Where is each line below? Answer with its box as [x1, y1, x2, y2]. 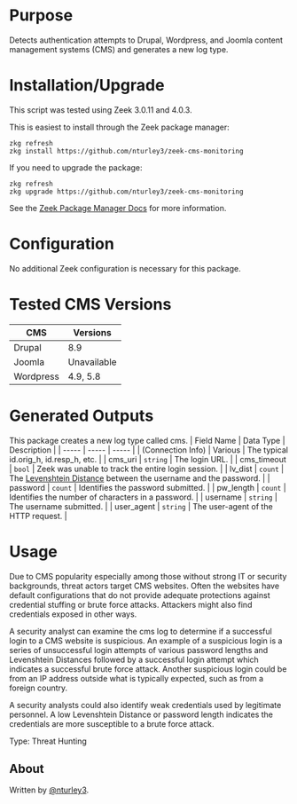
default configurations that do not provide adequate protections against [9, 589, 270, 600]
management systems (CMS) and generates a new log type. [9, 43, 229, 54]
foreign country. [9, 682, 68, 693]
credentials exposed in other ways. [9, 609, 137, 619]
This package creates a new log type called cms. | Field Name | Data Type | [9, 435, 285, 445]
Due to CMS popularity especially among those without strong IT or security [9, 571, 287, 581]
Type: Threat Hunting [9, 736, 87, 746]
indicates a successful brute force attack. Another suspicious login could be [9, 663, 287, 674]
